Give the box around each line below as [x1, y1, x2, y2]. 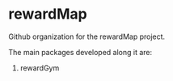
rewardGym [19, 62, 60, 73]
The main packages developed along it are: [8, 47, 153, 57]
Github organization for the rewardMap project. [8, 32, 166, 41]
